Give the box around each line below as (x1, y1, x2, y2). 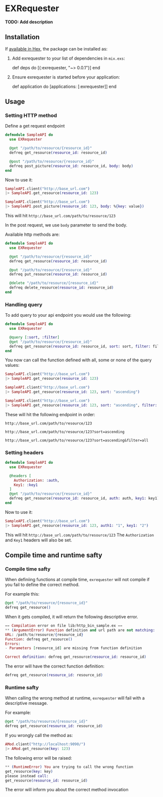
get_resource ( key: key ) (5, 769, 53, 774)
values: (5, 362, 19, 368)
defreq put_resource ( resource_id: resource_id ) (9, 272, 108, 277)
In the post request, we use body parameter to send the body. (5, 222, 128, 228)
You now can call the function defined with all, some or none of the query (5, 357, 152, 363)
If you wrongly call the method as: (5, 732, 73, 738)
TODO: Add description (5, 19, 53, 25)
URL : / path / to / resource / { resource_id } (5, 632, 83, 637)
